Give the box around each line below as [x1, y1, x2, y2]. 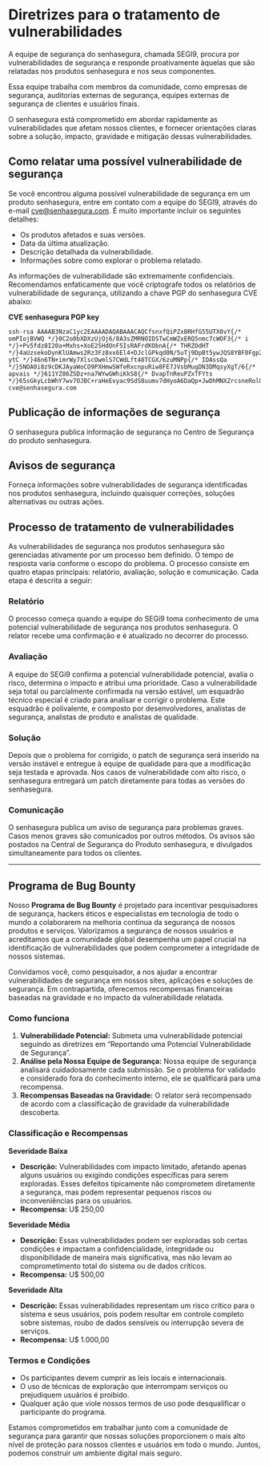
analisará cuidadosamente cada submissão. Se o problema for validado [19, 1065, 256, 1075]
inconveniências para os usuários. [19, 1195, 134, 1205]
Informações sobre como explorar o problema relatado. [19, 255, 203, 265]
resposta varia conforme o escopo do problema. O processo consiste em [8, 559, 250, 568]
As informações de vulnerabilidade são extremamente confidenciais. [8, 271, 235, 280]
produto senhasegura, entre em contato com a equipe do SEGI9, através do [8, 197, 258, 206]
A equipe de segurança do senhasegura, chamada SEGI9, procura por [8, 49, 240, 59]
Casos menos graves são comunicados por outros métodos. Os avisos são [8, 831, 255, 841]
